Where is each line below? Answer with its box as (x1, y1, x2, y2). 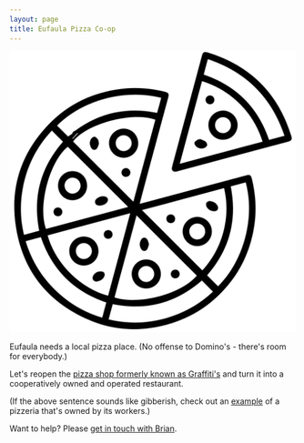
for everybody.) (9, 350, 68, 361)
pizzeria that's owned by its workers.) (9, 405, 151, 416)
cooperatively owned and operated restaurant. (9, 378, 184, 388)
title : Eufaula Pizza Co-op (9, 24, 117, 34)
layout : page (9, 15, 59, 24)
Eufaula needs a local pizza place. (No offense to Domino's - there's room (9, 341, 287, 352)
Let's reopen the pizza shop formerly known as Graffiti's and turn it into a (9, 368, 284, 379)
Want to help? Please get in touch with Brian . (9, 423, 177, 434)
